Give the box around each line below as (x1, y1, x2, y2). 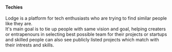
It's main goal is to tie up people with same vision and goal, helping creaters (5, 26, 166, 32)
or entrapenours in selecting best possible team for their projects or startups (5, 31, 167, 37)
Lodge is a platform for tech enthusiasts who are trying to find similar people (5, 15, 167, 21)
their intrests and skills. (5, 42, 54, 48)
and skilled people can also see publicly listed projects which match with (5, 37, 159, 43)
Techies (5, 4, 23, 10)
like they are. (5, 21, 32, 27)
